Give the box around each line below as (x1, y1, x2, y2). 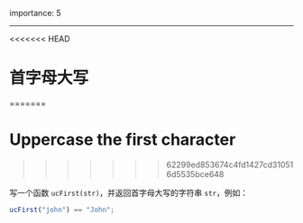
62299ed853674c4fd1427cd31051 (166, 159, 294, 170)
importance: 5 (9, 8, 61, 18)
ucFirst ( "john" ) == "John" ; (9, 205, 115, 214)
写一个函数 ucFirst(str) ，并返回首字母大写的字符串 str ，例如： (9, 187, 249, 198)
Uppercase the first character (9, 129, 236, 150)
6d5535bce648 (166, 168, 225, 179)
